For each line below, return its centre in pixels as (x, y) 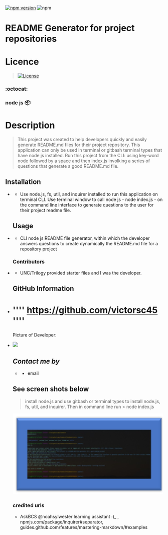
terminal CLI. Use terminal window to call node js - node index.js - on (91, 199)
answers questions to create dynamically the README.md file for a (89, 243)
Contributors (29, 262)
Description (30, 125)
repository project (38, 249)
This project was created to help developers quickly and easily (82, 139)
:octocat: (17, 89)
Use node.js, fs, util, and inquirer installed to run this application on (89, 194)
